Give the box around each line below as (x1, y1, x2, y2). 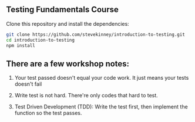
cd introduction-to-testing (6, 37, 75, 43)
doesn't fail (14, 80, 42, 87)
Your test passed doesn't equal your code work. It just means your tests (14, 74, 189, 82)
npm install (6, 42, 35, 49)
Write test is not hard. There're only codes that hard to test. (14, 92, 159, 99)
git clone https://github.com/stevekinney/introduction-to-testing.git (6, 32, 185, 38)
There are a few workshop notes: (6, 59, 130, 69)
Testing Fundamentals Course (6, 5, 119, 15)
